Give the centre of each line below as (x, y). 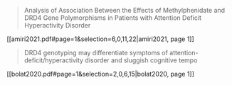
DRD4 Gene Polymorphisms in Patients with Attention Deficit (113, 18)
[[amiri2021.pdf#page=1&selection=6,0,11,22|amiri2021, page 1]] (101, 39)
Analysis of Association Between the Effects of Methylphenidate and (125, 10)
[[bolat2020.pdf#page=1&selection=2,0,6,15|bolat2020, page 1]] (101, 74)
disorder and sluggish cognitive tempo (141, 60)
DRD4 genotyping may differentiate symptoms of (96, 53)
